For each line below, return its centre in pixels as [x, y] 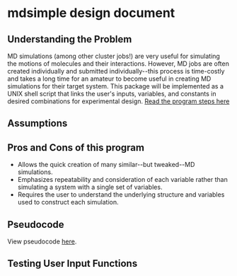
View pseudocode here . [42, 241]
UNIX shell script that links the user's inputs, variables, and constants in [112, 94]
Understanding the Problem [70, 39]
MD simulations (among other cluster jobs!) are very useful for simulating [114, 56]
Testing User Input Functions [73, 264]
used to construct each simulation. [68, 202]
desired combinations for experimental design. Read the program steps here [118, 101]
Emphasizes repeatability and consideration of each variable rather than [122, 180]
